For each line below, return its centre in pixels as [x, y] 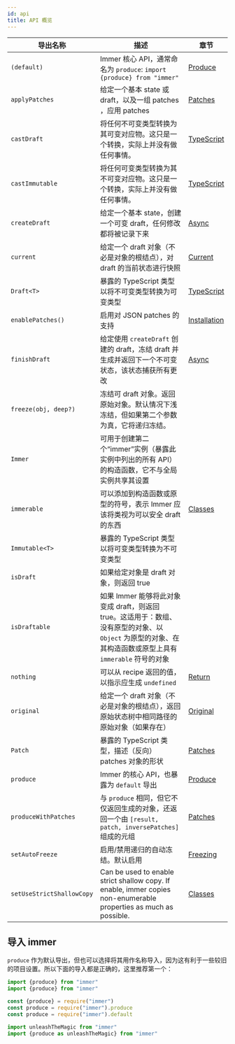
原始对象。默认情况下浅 [139, 404]
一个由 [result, [133, 819]
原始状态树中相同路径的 [139, 717]
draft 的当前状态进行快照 [140, 268]
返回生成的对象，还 [139, 808]
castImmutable [34, 183]
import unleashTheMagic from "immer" [62, 1027]
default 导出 [136, 784]
